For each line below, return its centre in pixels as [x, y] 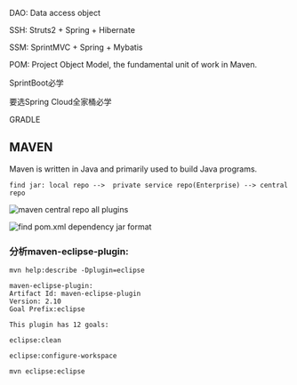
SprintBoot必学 [36, 83]
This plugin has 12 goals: [59, 325]
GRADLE [25, 120]
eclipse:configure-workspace [63, 356]
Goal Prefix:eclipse [48, 309]
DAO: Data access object [55, 13]
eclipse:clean [36, 341]
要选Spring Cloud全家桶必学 [61, 102]
